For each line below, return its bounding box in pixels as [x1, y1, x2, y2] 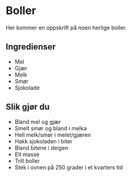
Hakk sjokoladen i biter [14, 137, 73, 145]
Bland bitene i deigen [14, 144, 69, 151]
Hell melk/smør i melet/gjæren [14, 131, 91, 138]
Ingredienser [6, 42, 56, 52]
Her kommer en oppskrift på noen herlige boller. [6, 24, 127, 31]
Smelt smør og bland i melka [14, 124, 87, 132]
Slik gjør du [6, 102, 50, 112]
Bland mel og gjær [14, 118, 61, 126]
